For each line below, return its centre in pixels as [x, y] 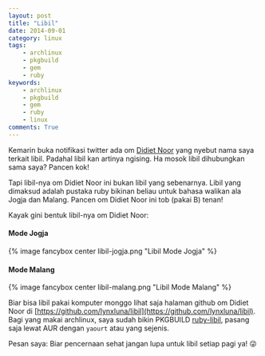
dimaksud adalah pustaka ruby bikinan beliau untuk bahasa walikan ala [125, 191]
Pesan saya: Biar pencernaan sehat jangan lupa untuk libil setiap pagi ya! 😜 [132, 344]
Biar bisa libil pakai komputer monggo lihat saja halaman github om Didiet [129, 303]
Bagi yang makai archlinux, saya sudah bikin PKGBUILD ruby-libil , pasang [129, 320]
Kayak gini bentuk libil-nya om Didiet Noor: [79, 215]
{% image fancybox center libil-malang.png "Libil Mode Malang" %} [120, 287]
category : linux [35, 38]
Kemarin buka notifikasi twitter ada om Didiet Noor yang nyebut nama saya [131, 150]
